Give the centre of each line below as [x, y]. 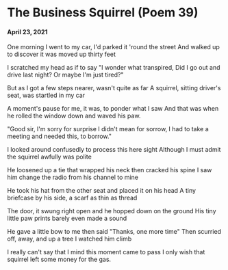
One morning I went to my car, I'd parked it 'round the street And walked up [114, 47]
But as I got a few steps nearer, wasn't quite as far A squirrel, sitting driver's [114, 88]
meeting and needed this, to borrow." [59, 136]
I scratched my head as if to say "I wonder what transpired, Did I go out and [114, 68]
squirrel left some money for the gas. [59, 259]
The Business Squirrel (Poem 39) [103, 13]
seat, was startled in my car [46, 95]
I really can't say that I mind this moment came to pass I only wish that [106, 252]
